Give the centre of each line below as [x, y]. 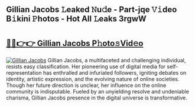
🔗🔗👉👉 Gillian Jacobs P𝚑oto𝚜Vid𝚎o [75, 43]
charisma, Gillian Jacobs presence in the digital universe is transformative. [97, 98]
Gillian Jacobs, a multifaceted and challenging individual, [117, 60]
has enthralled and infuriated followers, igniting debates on [115, 73]
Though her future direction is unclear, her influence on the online [86, 85]
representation [24, 73]
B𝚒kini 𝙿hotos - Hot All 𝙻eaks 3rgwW [76, 19]
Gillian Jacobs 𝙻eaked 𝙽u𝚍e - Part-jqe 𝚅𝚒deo [92, 10]
